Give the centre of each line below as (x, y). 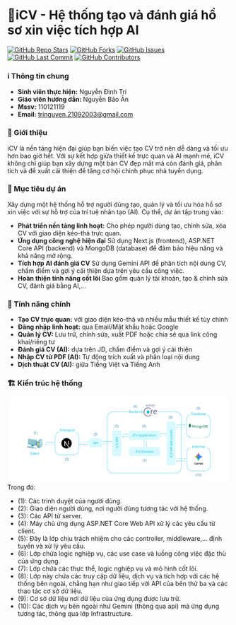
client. (26, 531)
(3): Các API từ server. (50, 515)
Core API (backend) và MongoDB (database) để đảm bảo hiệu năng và (120, 248)
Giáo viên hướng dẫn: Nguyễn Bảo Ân (73, 100)
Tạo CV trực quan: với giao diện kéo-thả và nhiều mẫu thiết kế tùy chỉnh (123, 320)
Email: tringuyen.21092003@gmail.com (75, 115)
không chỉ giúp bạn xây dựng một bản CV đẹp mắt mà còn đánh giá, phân (115, 163)
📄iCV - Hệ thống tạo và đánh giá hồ (112, 15)
